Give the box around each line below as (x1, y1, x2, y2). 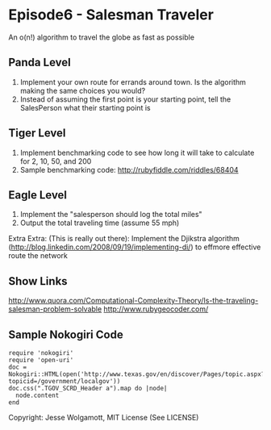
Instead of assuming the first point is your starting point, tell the (19, 94, 231, 104)
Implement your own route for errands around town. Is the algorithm (19, 77, 246, 86)
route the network (8, 251, 69, 261)
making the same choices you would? (19, 86, 146, 95)
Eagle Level (8, 188, 67, 202)
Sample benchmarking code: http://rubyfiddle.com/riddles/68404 (19, 165, 240, 174)
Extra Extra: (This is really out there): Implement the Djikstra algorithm (8, 234, 240, 244)
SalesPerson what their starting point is (19, 102, 151, 112)
